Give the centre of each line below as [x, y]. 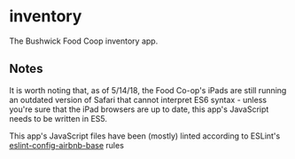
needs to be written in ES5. [58, 118]
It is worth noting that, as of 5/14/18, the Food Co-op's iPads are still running [148, 90]
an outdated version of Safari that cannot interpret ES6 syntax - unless [138, 99]
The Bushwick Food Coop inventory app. [84, 41]
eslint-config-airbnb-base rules [66, 145]
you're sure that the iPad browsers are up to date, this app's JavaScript [139, 109]
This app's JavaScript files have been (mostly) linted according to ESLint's [145, 136]
